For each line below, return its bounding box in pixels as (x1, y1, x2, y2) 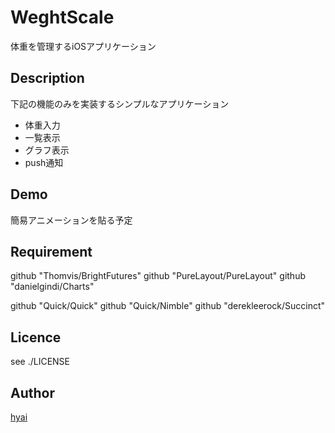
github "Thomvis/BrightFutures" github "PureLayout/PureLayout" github (10, 270, 307, 282)
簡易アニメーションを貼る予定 (10, 214, 133, 226)
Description (10, 70, 85, 87)
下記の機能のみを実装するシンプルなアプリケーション (10, 97, 230, 110)
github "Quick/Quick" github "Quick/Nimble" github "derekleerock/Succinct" (10, 300, 326, 312)
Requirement (10, 243, 93, 260)
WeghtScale (10, 6, 115, 29)
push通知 (24, 156, 64, 168)
